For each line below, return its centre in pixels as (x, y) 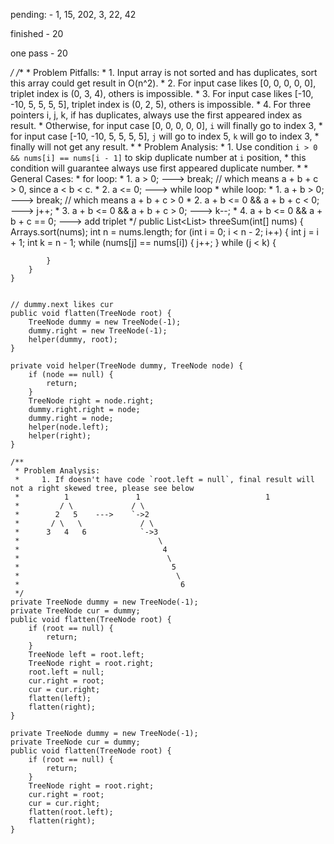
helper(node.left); (69, 427)
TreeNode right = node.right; (91, 401)
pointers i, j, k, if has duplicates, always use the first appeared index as (156, 115)
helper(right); (60, 436)
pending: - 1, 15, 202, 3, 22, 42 (73, 14)
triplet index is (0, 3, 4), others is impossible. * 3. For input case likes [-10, (162, 93)
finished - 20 (37, 33)
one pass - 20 (39, 53)
